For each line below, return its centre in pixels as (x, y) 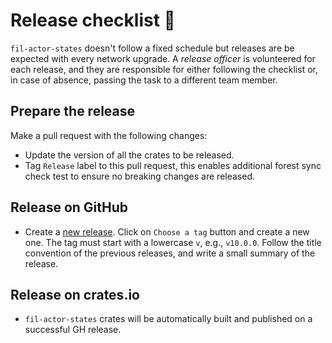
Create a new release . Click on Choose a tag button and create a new (167, 231)
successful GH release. (73, 330)
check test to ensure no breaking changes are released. (140, 176)
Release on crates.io (75, 294)
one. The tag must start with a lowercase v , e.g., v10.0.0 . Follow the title (173, 242)
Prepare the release (73, 111)
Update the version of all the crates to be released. (129, 155)
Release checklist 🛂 (93, 20)
